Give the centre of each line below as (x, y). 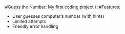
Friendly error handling (35, 26)
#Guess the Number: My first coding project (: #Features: (63, 7)
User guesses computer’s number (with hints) (58, 16)
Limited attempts (29, 21)
